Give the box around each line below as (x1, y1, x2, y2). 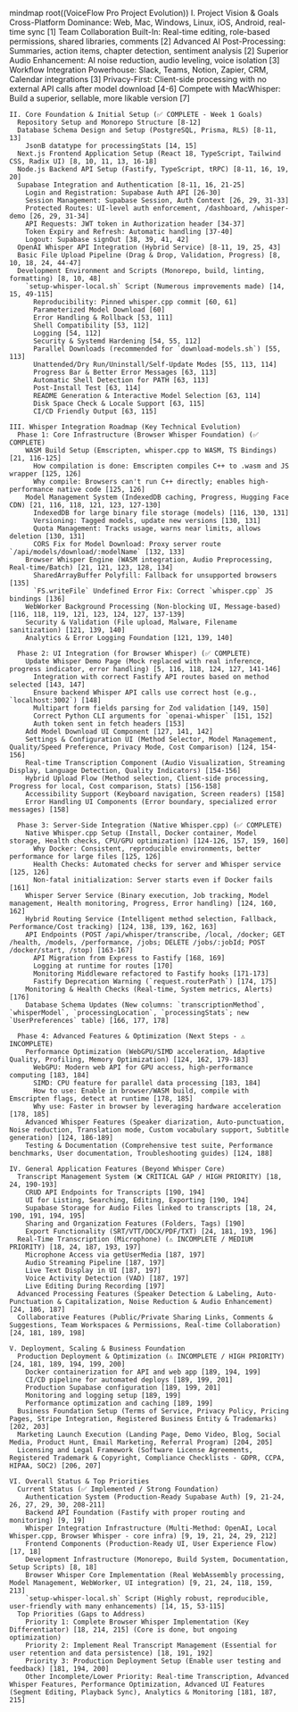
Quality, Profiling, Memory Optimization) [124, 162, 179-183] (9, 1055, 250, 1064)
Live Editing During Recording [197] (25, 1282, 166, 1291)
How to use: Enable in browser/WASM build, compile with (32, 1086, 250, 1095)
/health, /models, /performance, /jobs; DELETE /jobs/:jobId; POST (9, 938, 266, 947)
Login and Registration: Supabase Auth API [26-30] (25, 188, 221, 197)
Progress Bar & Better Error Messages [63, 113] (32, 368, 218, 377)
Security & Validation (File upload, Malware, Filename (25, 618, 238, 627)
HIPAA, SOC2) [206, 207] (9, 1461, 102, 1470)
